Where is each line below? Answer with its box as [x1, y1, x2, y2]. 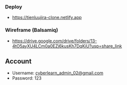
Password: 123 [12, 75, 42, 81]
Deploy [5, 3, 22, 10]
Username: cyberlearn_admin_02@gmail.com [12, 70, 104, 76]
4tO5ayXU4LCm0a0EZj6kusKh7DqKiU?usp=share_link [12, 43, 122, 49]
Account [5, 57, 32, 65]
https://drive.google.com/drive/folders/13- [12, 38, 97, 43]
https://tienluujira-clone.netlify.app [12, 15, 82, 21]
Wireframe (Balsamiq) [5, 27, 58, 34]
